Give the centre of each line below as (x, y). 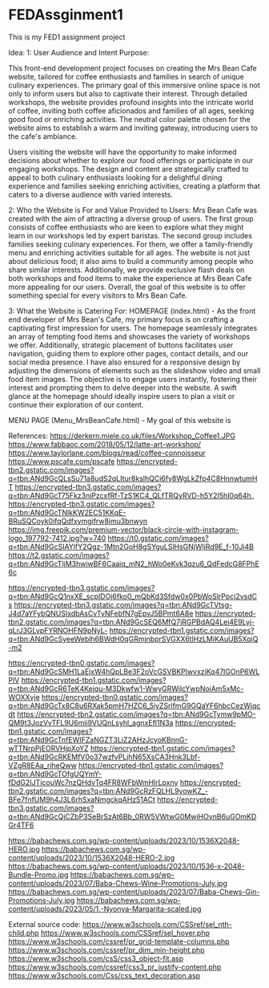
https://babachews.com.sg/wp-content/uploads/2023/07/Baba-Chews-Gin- (134, 892)
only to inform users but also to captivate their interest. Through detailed (128, 93)
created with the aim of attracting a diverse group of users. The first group (131, 218)
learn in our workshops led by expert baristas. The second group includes (130, 235)
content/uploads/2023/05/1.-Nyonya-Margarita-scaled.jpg (105, 909)
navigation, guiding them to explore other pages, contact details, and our (128, 353)
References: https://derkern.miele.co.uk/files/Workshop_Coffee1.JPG (122, 436)
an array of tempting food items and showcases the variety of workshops (129, 336)
